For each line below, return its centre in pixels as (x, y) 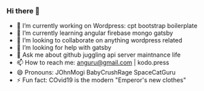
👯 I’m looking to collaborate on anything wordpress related (99, 40)
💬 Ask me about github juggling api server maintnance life (98, 55)
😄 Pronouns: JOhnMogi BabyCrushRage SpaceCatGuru (96, 73)
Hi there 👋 (23, 11)
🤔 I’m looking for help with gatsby (64, 48)
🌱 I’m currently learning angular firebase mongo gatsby (95, 33)
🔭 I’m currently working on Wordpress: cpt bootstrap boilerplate (107, 26)
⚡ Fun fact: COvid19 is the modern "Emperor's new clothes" (101, 80)
